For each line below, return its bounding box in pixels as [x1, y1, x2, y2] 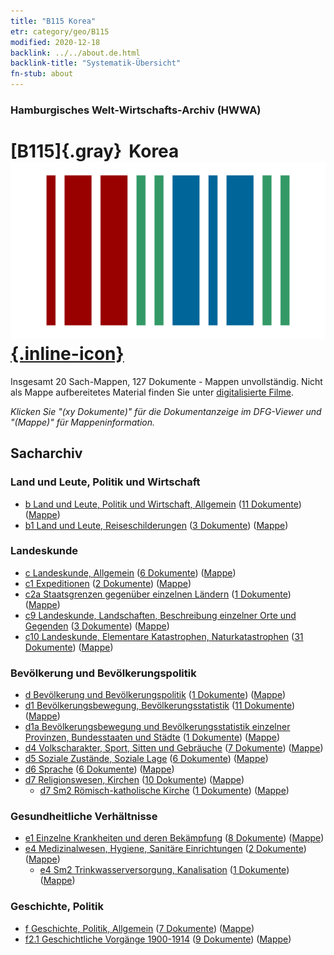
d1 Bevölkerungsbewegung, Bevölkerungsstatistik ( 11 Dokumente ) [24, 700, 296, 712]
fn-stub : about [10, 69, 74, 79]
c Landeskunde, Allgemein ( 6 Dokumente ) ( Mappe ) [24, 566, 237, 579]
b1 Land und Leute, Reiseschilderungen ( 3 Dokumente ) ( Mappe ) [24, 519, 289, 531]
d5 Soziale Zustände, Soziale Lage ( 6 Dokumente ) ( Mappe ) [24, 753, 269, 765]
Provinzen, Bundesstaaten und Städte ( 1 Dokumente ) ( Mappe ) [24, 731, 281, 744]
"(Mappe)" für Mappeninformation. [10, 416, 156, 428]
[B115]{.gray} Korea [10, 140, 180, 163]
